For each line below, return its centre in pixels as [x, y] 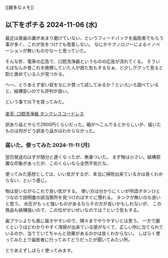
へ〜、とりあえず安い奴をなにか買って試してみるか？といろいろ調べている [82, 84]
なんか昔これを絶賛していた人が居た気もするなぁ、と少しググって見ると [89, 68]
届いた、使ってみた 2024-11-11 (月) [48, 145]
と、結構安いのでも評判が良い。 [38, 91]
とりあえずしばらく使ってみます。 [40, 250]
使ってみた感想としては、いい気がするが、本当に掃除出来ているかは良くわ [82, 174]
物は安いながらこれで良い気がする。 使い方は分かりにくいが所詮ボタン [78, 191]
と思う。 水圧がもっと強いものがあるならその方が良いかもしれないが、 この [83, 204]
